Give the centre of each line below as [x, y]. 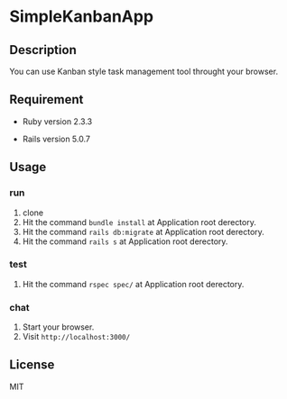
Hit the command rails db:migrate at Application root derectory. [143, 231]
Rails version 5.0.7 [56, 139]
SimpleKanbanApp [82, 17]
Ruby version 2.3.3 [57, 121]
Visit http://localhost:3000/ [76, 337]
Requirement [46, 100]
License [32, 365]
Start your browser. [58, 327]
